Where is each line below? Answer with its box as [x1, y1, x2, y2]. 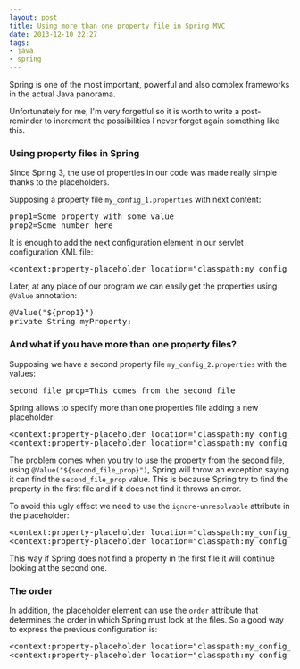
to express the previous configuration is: [9, 623, 158, 634]
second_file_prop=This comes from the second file [9, 385, 236, 396]
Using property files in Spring [9, 146, 140, 159]
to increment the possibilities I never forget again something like [44, 115, 279, 126]
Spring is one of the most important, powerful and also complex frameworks [9, 79, 290, 89]
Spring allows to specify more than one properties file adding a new [9, 402, 259, 413]
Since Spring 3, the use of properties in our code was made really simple [9, 167, 278, 179]
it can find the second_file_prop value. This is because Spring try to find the [9, 473, 288, 484]
